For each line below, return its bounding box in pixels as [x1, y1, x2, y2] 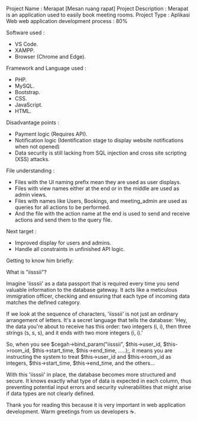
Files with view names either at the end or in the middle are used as [14, 185, 179, 192]
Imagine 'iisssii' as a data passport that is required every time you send [6, 280, 179, 287]
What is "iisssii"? [6, 269, 47, 275]
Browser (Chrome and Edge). [14, 53, 86, 60]
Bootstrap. [14, 89, 40, 95]
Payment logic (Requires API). [14, 130, 88, 137]
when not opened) [14, 143, 60, 150]
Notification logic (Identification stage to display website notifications [14, 137, 184, 144]
